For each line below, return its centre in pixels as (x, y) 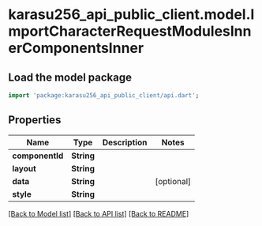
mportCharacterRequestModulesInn (130, 31)
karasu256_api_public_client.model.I (131, 15)
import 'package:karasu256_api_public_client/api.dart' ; (104, 96)
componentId (38, 156)
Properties (35, 120)
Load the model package (70, 77)
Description (125, 142)
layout (24, 168)
